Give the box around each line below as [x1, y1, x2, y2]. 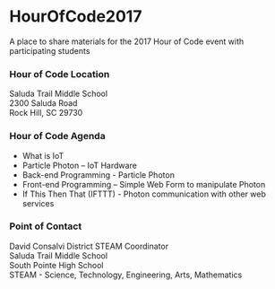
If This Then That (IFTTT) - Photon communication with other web [21, 188, 267, 199]
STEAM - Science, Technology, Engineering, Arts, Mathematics [9, 269, 243, 280]
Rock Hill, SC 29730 [9, 108, 83, 118]
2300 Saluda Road [9, 98, 78, 109]
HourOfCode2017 [9, 6, 142, 27]
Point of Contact [9, 220, 82, 232]
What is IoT [21, 150, 64, 161]
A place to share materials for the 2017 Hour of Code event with [9, 36, 245, 47]
